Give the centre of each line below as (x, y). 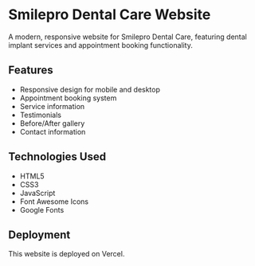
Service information (52, 106)
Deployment (39, 235)
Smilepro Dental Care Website (110, 15)
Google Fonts (42, 209)
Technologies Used (57, 157)
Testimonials (41, 115)
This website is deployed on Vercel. (67, 254)
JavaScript (37, 193)
